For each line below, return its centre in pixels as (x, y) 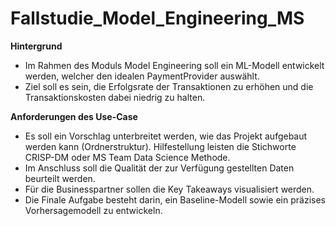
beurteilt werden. (60, 178)
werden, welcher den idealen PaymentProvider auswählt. (142, 76)
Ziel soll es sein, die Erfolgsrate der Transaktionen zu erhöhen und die (169, 86)
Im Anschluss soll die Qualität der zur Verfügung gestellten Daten (159, 168)
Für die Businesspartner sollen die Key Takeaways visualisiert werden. (169, 189)
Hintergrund (36, 46)
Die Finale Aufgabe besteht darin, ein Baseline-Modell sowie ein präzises (175, 199)
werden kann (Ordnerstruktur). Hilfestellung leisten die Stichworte (160, 146)
